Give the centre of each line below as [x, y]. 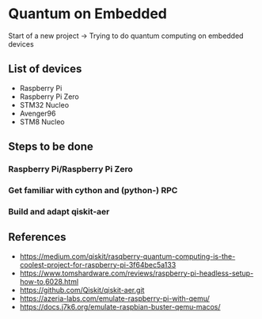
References [37, 237]
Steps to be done [51, 147]
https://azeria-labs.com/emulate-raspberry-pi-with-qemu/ [114, 298]
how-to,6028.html [49, 281]
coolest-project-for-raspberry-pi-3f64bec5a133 [98, 264]
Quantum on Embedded [88, 14]
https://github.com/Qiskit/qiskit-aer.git [82, 290]
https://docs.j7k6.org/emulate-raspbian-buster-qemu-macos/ [120, 306]
